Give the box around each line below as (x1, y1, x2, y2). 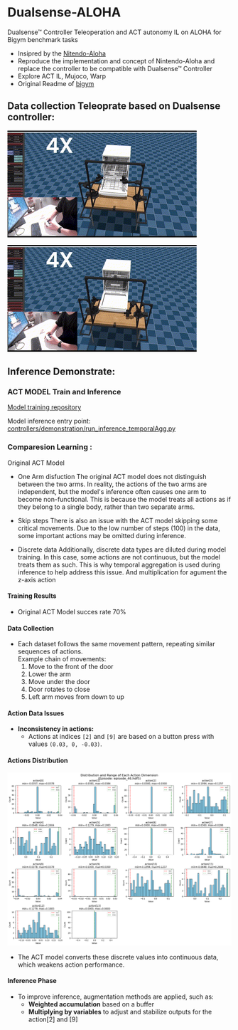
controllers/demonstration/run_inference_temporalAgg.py (7, 424, 176, 433)
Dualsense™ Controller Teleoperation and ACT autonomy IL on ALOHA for (7, 28, 222, 36)
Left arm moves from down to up (28, 693, 124, 701)
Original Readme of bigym (17, 79, 94, 88)
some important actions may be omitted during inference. (17, 531, 187, 540)
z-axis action (17, 575, 56, 584)
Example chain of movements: (17, 655, 107, 663)
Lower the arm (28, 670, 71, 678)
